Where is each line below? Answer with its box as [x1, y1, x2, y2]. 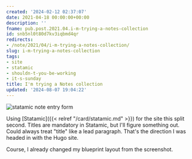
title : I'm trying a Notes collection [6, 82, 103, 88]
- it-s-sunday [6, 76, 42, 82]
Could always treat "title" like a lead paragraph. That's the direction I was [6, 127, 187, 135]
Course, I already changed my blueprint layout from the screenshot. [6, 145, 173, 153]
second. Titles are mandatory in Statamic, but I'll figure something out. [6, 121, 179, 128]
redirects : [6, 37, 33, 43]
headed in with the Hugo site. [6, 134, 79, 141]
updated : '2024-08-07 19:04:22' [6, 87, 87, 93]
